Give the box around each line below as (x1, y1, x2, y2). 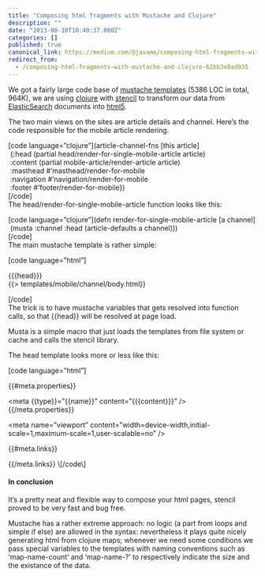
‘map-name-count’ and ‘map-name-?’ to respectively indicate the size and (8, 551, 250, 562)
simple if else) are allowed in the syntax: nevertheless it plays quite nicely (8, 527, 247, 536)
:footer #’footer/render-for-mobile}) (9, 183, 125, 192)
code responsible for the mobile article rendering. (8, 125, 170, 135)
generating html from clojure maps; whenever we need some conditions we (8, 535, 254, 544)
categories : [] (8, 33, 58, 42)
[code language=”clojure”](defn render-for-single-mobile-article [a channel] (8, 214, 256, 224)
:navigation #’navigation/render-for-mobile (9, 174, 148, 184)
